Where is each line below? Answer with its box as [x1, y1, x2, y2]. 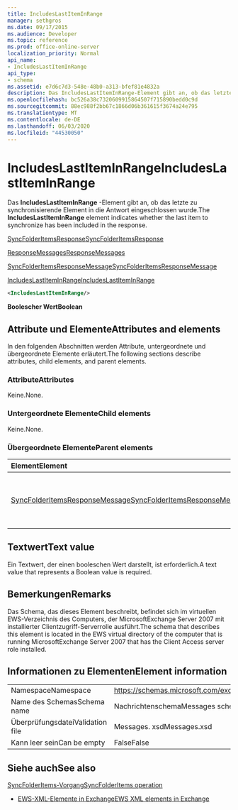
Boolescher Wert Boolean [7, 302, 83, 311]
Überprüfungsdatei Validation [11, 718, 108, 728]
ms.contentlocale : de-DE [7, 116, 81, 123]
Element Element [11, 461, 68, 471]
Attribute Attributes [7, 374, 74, 384]
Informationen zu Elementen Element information [7, 665, 227, 677]
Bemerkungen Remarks [7, 589, 112, 601]
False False [113, 738, 150, 748]
